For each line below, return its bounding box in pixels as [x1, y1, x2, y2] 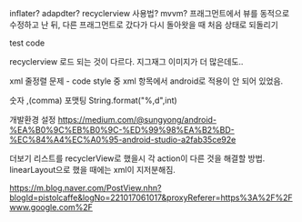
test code [9, 37, 45, 48]
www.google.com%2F [9, 202, 94, 212]
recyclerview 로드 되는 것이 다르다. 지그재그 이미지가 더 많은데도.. [9, 56, 244, 66]
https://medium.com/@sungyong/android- [57, 115, 216, 125]
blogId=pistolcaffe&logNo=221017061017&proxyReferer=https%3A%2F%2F [9, 192, 293, 203]
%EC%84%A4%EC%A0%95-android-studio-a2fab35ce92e [9, 135, 237, 145]
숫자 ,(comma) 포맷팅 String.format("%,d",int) [9, 95, 177, 106]
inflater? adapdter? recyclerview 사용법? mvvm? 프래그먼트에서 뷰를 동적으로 [9, 8, 290, 18]
